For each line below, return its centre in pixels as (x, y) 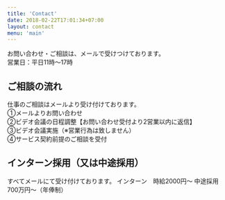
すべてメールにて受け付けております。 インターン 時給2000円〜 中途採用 (113, 181)
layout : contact (31, 26)
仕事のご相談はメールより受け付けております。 (74, 104)
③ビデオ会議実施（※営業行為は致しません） (71, 131)
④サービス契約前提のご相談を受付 (57, 139)
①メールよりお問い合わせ (45, 113)
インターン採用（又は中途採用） (75, 163)
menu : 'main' (26, 33)
